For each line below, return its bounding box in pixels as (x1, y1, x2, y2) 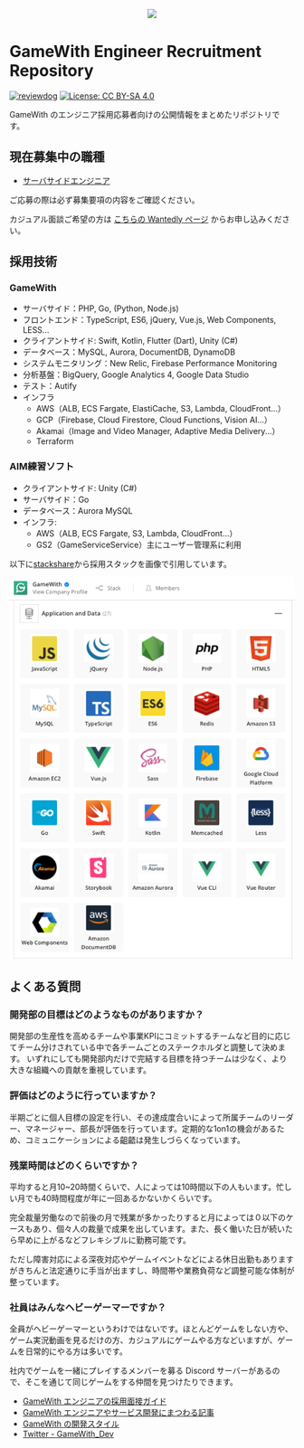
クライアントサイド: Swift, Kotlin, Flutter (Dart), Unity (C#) (22, 336, 238, 346)
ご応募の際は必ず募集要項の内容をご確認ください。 (9, 194, 200, 205)
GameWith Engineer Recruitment (9, 42, 262, 62)
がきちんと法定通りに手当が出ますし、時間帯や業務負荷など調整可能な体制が (9, 1265, 295, 1276)
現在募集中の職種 (9, 149, 105, 165)
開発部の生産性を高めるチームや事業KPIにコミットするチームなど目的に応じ (9, 1031, 291, 1042)
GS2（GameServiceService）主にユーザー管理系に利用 (35, 539, 242, 550)
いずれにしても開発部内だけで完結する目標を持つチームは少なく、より (26, 1054, 288, 1065)
